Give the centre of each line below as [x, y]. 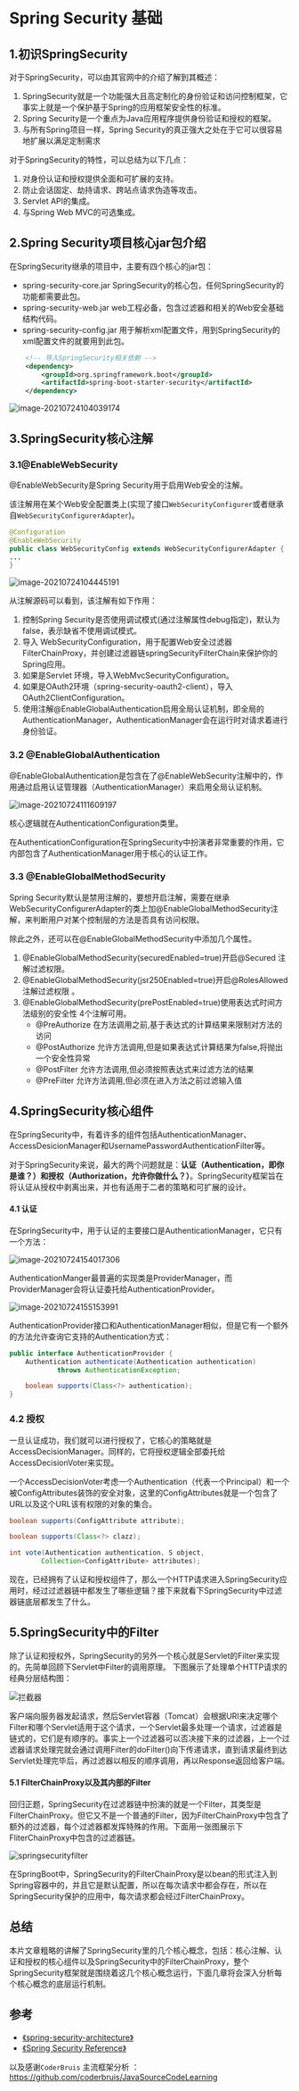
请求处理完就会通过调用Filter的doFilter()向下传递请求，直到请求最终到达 [156, 1749]
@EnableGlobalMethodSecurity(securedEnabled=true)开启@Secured [149, 957]
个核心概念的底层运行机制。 [60, 1984]
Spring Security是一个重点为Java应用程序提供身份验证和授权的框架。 [149, 118]
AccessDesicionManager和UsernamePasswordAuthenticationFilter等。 [140, 1145]
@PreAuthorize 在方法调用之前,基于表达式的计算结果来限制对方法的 [159, 1024]
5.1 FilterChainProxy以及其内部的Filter [80, 1783]
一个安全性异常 [63, 1058]
